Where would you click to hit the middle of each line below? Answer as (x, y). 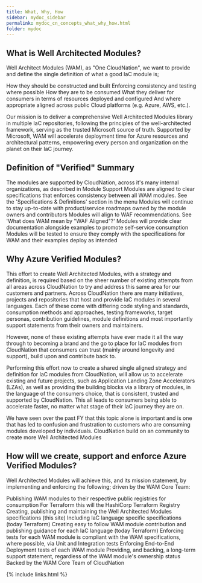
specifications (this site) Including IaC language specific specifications (94, 518)
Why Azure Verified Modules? (64, 259)
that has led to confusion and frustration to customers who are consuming (99, 424)
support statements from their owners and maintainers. (75, 325)
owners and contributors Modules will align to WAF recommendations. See (99, 214)
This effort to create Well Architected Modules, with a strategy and (89, 274)
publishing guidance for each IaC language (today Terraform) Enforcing (95, 530)
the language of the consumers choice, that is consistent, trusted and (93, 393)
